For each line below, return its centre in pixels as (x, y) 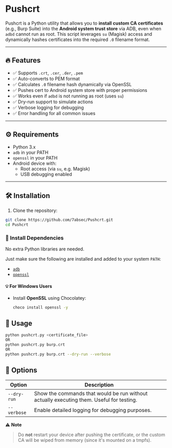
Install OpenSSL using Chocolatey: (49, 298)
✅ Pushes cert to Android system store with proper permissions (80, 90)
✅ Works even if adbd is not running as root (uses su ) (68, 96)
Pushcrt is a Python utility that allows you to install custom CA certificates (84, 23)
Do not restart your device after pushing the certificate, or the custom (91, 435)
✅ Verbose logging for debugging (48, 107)
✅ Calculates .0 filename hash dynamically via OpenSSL (72, 84)
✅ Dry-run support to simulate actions (53, 102)
